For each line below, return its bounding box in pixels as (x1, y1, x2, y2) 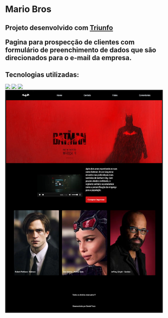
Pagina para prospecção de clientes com (5, 38, 135, 46)
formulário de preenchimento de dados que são (5, 46, 156, 54)
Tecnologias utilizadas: (5, 70, 79, 79)
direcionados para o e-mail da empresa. (5, 54, 132, 62)
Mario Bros (5, 4, 51, 15)
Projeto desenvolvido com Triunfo (5, 24, 113, 32)
